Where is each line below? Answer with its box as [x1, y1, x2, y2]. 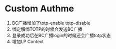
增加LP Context [11, 38, 44, 45]
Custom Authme [4, 3, 74, 14]
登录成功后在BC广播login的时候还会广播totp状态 [11, 32, 111, 38]
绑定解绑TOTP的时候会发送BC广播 [11, 26, 83, 32]
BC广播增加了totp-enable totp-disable [11, 20, 90, 26]
